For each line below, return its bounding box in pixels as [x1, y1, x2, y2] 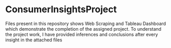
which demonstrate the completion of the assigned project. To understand [5, 26, 162, 32]
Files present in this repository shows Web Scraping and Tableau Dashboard [5, 20, 166, 27]
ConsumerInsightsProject [5, 4, 117, 15]
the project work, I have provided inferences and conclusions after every [5, 31, 158, 37]
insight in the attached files [5, 37, 62, 43]
